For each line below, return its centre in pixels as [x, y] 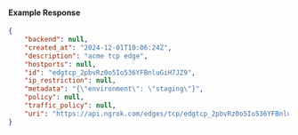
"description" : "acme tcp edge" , [86, 56]
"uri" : [36, 114]
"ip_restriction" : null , [70, 81]
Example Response [44, 12]
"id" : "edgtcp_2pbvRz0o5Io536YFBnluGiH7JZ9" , [110, 72]
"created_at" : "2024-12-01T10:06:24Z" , [98, 48]
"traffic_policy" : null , [70, 106]
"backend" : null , [56, 40]
